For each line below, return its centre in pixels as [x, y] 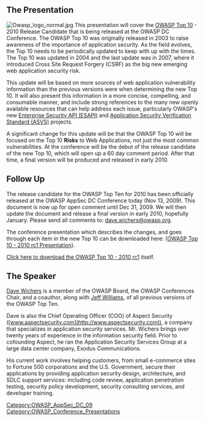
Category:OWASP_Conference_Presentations [63, 412]
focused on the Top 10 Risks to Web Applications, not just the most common [103, 140]
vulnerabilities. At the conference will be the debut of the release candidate [101, 146]
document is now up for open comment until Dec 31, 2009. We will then [96, 207]
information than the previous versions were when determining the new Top [102, 89]
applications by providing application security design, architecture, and [96, 374]
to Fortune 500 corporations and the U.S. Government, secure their [91, 367]
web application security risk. [43, 71]
